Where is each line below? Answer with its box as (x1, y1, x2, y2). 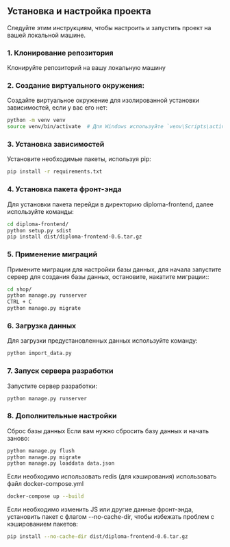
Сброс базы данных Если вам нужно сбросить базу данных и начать (7, 426, 209, 435)
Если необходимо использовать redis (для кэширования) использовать (7, 472, 217, 481)
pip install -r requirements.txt (7, 168, 103, 175)
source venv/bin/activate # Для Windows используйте (7, 123, 164, 130)
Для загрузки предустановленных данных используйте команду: (7, 337, 198, 345)
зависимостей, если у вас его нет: (7, 104, 108, 112)
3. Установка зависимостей (7, 140, 105, 149)
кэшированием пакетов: (7, 520, 79, 528)
